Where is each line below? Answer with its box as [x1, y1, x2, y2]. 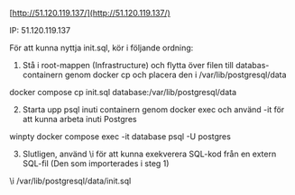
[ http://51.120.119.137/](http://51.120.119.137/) [9, 8, 171, 18]
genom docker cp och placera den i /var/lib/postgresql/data [64, 69, 287, 80]
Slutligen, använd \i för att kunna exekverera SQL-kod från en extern [22, 148, 277, 159]
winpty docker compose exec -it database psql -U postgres [9, 131, 232, 142]
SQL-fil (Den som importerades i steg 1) [22, 158, 170, 169]
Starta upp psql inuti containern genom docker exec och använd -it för [22, 104, 285, 115]
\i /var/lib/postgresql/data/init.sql [9, 175, 132, 186]
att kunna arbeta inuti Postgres [22, 114, 137, 124]
